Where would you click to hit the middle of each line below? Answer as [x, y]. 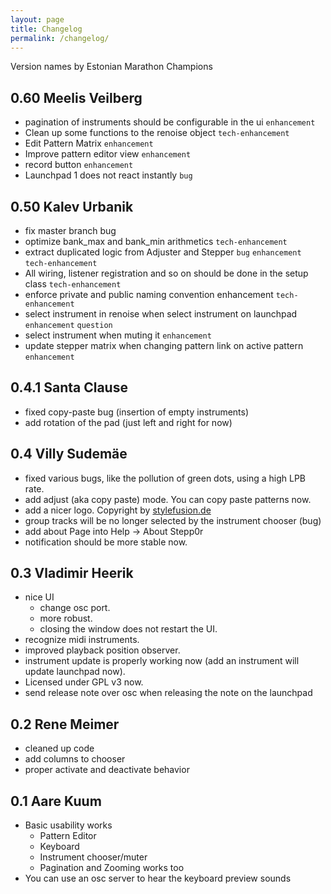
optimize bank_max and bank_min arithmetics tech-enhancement [156, 241]
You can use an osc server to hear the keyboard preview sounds [158, 878]
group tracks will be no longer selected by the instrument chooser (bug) [173, 520]
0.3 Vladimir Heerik [72, 573]
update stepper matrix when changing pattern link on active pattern [164, 345]
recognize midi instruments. [82, 640]
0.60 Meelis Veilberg [76, 97]
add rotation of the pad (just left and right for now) [128, 422]
